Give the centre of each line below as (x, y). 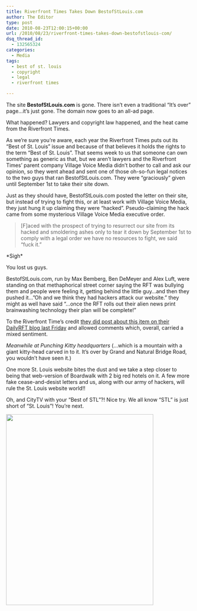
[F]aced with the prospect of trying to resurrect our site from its (97, 226)
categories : (21, 50)
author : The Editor (30, 17)
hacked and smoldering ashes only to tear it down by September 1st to (106, 232)
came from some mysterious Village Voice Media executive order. (86, 214)
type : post (19, 22)
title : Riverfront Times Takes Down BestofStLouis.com (75, 12)
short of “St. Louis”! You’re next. (45, 406)
